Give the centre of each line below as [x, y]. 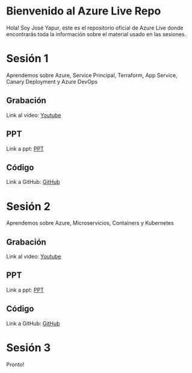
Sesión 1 [27, 59]
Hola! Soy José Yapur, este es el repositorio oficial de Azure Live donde [95, 28]
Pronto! [15, 364]
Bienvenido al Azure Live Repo [84, 11]
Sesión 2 [29, 206]
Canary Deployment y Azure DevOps [52, 81]
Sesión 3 [29, 347]
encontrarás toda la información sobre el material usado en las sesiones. [96, 34]
